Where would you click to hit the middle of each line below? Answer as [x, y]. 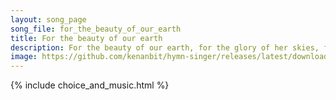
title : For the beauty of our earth [86, 38]
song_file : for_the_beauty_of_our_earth [96, 29]
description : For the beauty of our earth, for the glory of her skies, [165, 47]
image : [24, 57]
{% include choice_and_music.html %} [90, 85]
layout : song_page [48, 19]
